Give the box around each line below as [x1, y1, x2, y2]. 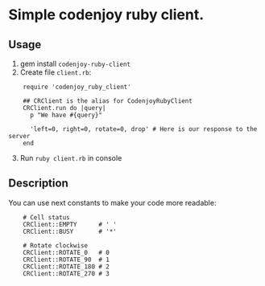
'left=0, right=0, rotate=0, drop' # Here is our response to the [29, 125, 258, 133]
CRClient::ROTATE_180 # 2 [23, 263, 110, 271]
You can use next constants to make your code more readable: [8, 198, 217, 207]
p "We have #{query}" [29, 111, 103, 119]
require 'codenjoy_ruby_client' [23, 83, 131, 91]
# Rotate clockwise [23, 241, 89, 250]
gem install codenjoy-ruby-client [19, 59, 131, 68]
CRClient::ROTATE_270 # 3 [23, 269, 110, 278]
